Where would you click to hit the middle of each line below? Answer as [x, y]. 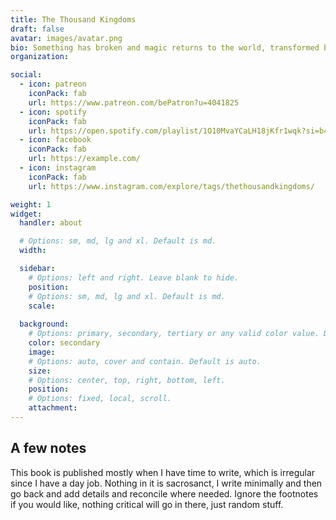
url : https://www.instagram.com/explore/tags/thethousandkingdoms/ [171, 186]
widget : [26, 214]
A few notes [48, 448]
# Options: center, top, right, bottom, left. [127, 380]
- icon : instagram [58, 168]
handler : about [51, 223]
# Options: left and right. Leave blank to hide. [134, 277]
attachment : [53, 408]
